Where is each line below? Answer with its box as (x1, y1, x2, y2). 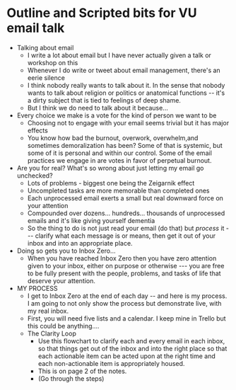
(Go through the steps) (37, 374, 105, 383)
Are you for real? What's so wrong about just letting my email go (16, 164, 204, 172)
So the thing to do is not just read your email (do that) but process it (27, 224, 225, 232)
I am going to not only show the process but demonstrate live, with (27, 299, 222, 307)
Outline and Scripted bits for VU (6, 5, 197, 21)
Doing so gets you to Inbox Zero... (16, 246, 116, 255)
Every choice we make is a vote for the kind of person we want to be (16, 111, 217, 120)
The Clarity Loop (27, 329, 77, 338)
